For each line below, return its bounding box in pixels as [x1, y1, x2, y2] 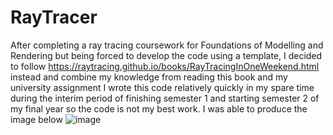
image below [10, 113, 63, 125]
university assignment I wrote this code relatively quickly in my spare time [10, 81, 315, 93]
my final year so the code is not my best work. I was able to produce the [10, 102, 308, 115]
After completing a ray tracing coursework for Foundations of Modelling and [10, 39, 324, 51]
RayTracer [10, 6, 98, 29]
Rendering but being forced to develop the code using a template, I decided [10, 49, 323, 61]
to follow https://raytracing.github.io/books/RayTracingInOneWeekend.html [10, 60, 320, 72]
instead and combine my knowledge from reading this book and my [10, 71, 288, 83]
